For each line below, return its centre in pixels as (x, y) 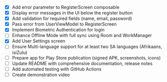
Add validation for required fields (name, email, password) (72, 18)
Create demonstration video (41, 74)
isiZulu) (20, 52)
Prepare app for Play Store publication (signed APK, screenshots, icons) (86, 57)
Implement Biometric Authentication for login (58, 30)
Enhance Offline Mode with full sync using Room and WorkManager (82, 35)
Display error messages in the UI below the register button (72, 13)
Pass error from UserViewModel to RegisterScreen (64, 24)
